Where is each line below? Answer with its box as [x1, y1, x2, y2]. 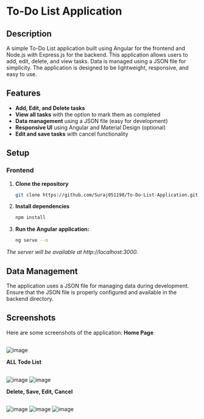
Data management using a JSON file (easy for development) [15, 117, 169, 124]
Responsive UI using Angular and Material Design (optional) [15, 124, 166, 131]
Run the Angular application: [15, 225, 90, 233]
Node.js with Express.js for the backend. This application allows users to [6, 51, 188, 58]
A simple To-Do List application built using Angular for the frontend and [6, 44, 186, 52]
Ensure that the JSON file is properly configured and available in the [6, 288, 177, 296]
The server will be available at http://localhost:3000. [6, 248, 138, 256]
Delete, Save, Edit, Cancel [6, 388, 73, 395]
